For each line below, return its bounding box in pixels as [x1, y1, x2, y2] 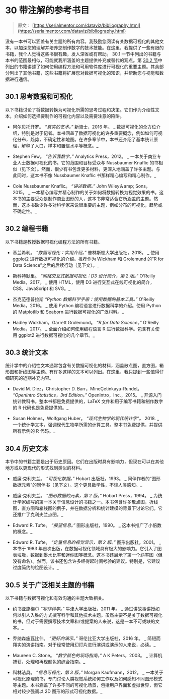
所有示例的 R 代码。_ [12, 428, 56, 434]
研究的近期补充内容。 [9, 375, 54, 381]
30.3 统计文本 [5, 348, 49, 357]
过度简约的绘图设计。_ [12, 564, 59, 570]
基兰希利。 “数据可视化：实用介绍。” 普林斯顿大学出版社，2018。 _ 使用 [12, 249, 160, 255]
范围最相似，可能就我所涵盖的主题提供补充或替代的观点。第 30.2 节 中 [18, 57, 162, 63]
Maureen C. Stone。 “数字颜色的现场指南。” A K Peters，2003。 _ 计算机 [12, 653, 162, 658]
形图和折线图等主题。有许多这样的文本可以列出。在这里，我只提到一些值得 [5, 369, 159, 375]
